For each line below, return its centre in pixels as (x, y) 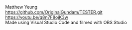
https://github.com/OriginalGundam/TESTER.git (54, 12)
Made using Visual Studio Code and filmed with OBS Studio (66, 22)
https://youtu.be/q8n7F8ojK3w (37, 17)
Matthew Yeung (21, 7)
